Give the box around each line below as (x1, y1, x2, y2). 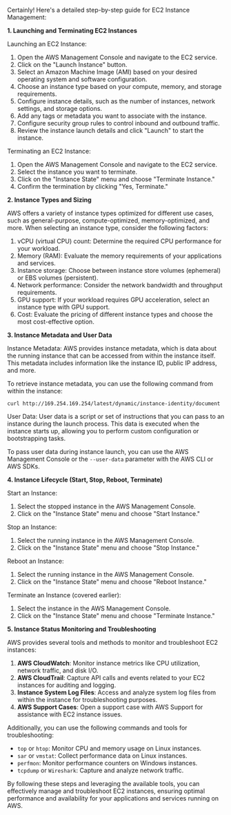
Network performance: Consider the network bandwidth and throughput (17, 281, 223, 289)
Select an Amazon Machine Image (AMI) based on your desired (17, 68, 198, 76)
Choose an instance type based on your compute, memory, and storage (17, 83, 222, 90)
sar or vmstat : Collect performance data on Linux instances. (17, 752, 188, 760)
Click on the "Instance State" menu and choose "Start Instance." (17, 510, 201, 517)
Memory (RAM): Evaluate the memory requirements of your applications (17, 251, 222, 260)
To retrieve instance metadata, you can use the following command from (7, 380, 214, 388)
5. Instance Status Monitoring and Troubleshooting (7, 625, 157, 633)
